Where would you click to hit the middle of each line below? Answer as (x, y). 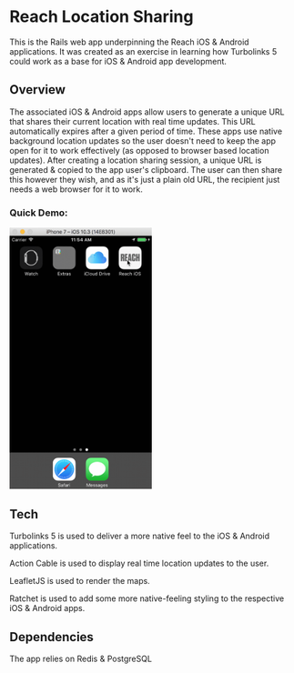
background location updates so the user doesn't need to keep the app (142, 141)
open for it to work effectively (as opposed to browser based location (139, 150)
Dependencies (51, 637)
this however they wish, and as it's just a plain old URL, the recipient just (145, 179)
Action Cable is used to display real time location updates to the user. (139, 563)
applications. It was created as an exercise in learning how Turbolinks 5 (143, 51)
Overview (38, 90)
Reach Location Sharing (101, 17)
